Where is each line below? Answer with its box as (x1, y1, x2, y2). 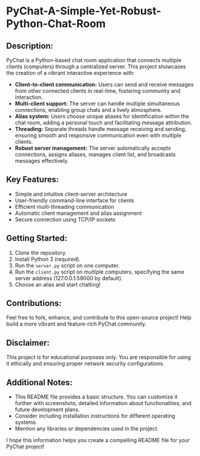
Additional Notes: (6, 377, 73, 387)
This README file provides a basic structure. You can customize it (14, 393, 178, 400)
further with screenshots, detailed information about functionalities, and (14, 400, 192, 407)
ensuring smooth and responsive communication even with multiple (14, 132, 181, 139)
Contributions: (6, 298, 61, 309)
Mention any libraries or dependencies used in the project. (14, 425, 159, 432)
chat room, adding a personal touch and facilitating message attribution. (14, 119, 193, 126)
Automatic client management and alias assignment (14, 209, 142, 217)
